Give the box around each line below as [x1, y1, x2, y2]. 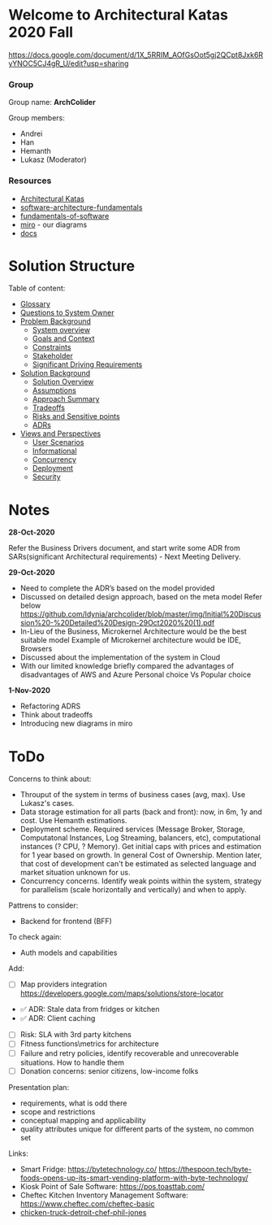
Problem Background [19, 316, 92, 326]
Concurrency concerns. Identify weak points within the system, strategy [19, 876, 262, 886]
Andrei [19, 129, 43, 139]
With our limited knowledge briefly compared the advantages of [19, 661, 235, 671]
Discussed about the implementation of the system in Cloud [19, 652, 221, 662]
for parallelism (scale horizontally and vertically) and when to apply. [19, 885, 247, 895]
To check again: [8, 932, 63, 942]
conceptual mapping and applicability [19, 1115, 146, 1125]
